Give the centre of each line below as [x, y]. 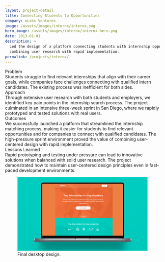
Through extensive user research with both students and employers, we [78, 97]
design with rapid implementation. [59, 144]
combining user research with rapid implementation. [65, 51]
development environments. [47, 170]
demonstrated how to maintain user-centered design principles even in [77, 165]
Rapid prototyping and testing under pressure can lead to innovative [74, 155]
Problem [14, 71]
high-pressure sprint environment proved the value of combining [70, 139]
